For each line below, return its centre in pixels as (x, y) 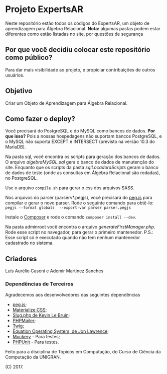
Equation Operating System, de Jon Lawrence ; (61, 331)
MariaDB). (16, 147)
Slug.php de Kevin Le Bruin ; (41, 315)
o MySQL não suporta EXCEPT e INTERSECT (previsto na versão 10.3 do (80, 141)
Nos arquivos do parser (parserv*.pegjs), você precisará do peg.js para (79, 198)
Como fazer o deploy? (40, 119)
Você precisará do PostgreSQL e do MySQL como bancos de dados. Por (80, 131)
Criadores (21, 258)
